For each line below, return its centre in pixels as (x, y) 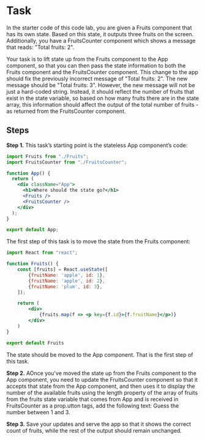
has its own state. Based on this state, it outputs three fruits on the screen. (100, 34)
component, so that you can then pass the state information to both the (96, 66)
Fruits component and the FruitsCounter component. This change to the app (102, 72)
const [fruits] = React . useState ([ (63, 270)
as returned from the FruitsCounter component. (66, 111)
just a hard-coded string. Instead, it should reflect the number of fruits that (100, 91)
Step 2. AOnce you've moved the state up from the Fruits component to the (102, 373)
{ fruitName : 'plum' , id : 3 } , (65, 286)
